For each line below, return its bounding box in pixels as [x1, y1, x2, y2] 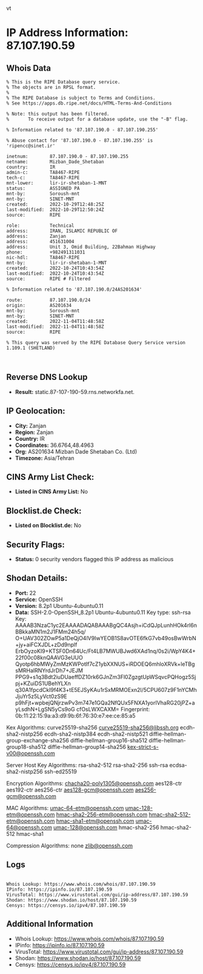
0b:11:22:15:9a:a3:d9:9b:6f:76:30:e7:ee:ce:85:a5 [15, 712, 136, 719]
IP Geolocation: [6, 406, 65, 416]
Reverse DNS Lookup [6, 372, 88, 382]
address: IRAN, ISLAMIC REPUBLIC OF [6, 228, 118, 234]
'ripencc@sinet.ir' [6, 143, 56, 149]
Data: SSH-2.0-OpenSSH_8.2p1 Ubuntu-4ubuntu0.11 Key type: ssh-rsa [15, 609, 191, 616]
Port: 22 [15, 589, 36, 596]
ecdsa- [169, 761, 187, 768]
